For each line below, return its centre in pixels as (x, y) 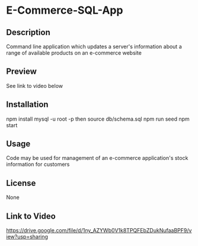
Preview (22, 72)
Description (28, 32)
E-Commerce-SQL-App (65, 10)
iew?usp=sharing (27, 237)
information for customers (38, 165)
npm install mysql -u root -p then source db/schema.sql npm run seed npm (98, 119)
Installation (27, 105)
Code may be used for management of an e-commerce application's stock (97, 158)
